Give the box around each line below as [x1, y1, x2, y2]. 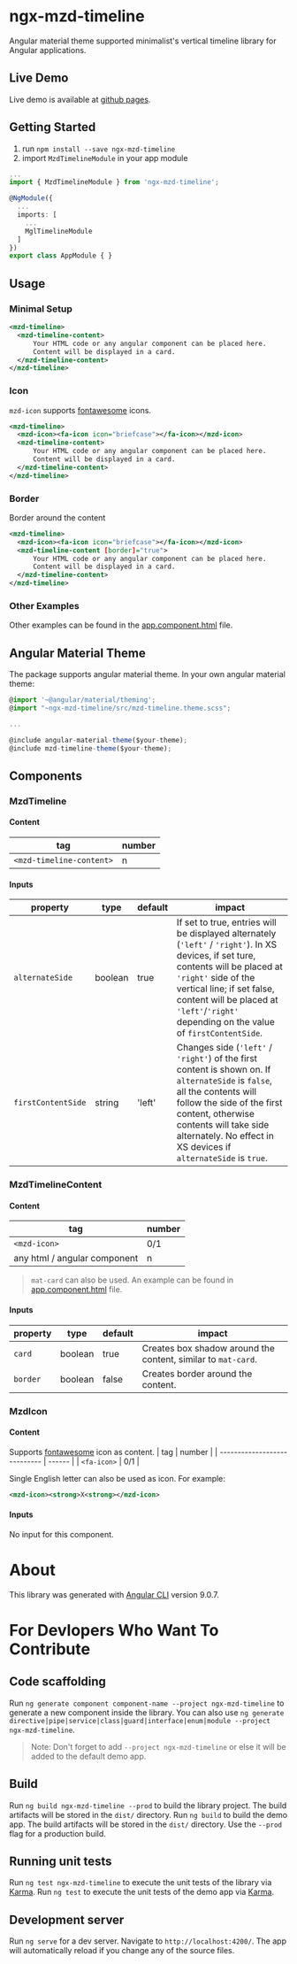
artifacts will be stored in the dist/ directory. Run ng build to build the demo [9, 1809, 288, 1820]
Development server [9, 1912, 125, 1927]
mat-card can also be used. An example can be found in [30, 1275, 234, 1285]
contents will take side [176, 1119, 270, 1131]
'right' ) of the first [176, 1052, 258, 1065]
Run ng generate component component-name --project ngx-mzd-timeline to [9, 1698, 285, 1708]
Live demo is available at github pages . [9, 94, 151, 104]
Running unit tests [9, 1853, 112, 1868]
